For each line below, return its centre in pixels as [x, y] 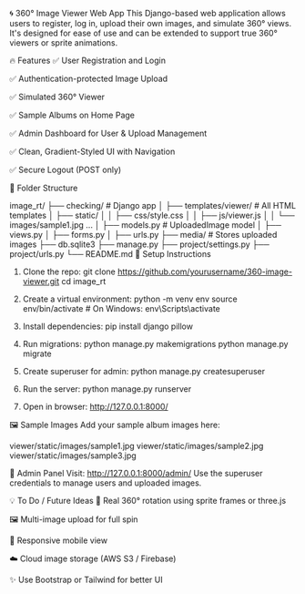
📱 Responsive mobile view [58, 540]
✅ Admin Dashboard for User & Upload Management [108, 133]
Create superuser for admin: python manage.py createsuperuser [144, 371]
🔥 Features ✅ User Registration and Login [88, 60]
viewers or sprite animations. [64, 43]
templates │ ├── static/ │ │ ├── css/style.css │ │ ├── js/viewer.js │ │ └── [152, 215]
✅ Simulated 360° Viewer [57, 97]
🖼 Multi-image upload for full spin [74, 519]
